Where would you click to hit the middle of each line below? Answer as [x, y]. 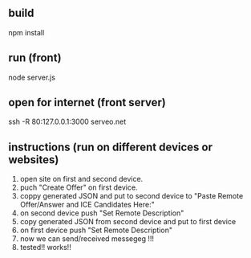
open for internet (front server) [87, 102]
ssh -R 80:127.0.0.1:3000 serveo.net [67, 122]
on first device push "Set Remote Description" [96, 230]
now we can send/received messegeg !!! [87, 239]
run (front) [35, 58]
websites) [34, 160]
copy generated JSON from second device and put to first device [128, 222]
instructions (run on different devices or [110, 147]
